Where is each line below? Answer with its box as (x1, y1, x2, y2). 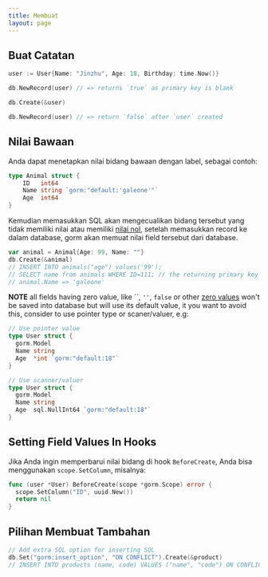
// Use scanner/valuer (8, 376, 84, 384)
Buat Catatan (8, 49, 75, 62)
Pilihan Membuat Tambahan (8, 524, 151, 539)
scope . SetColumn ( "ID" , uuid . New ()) (15, 488, 134, 496)
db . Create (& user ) (8, 99, 66, 107)
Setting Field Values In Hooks (8, 436, 157, 449)
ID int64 (22, 179, 59, 188)
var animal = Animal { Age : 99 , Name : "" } (8, 248, 145, 256)
